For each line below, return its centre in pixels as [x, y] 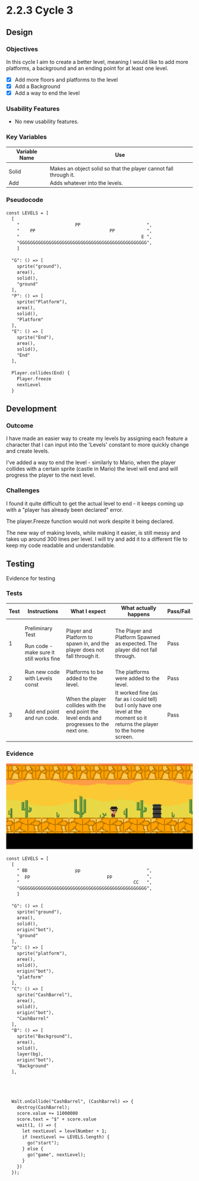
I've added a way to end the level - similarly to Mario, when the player [91, 463]
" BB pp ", [84, 871]
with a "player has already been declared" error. [65, 509]
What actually [139, 608]
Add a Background [37, 86]
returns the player [137, 724]
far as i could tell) [136, 699]
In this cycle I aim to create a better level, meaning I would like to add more [97, 62]
